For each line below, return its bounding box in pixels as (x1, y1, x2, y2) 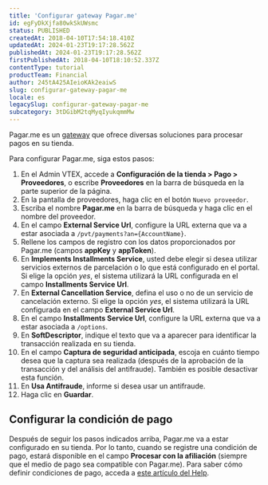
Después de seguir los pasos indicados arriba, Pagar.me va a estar (9, 434, 229, 444)
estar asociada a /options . (20, 322, 108, 331)
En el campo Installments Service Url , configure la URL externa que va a (20, 313, 261, 323)
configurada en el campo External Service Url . (20, 305, 175, 314)
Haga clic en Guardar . (20, 390, 94, 399)
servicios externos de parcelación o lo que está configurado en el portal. (20, 262, 260, 272)
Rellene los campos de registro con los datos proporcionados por (20, 237, 236, 246)
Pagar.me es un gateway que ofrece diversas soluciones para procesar (9, 130, 243, 140)
